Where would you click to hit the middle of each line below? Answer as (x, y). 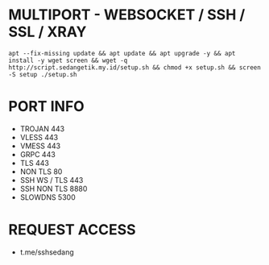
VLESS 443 (39, 137)
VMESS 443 (40, 146)
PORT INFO (46, 107)
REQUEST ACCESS (72, 230)
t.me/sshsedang (47, 252)
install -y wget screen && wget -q (68, 60)
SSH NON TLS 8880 (54, 188)
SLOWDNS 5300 (48, 197)
